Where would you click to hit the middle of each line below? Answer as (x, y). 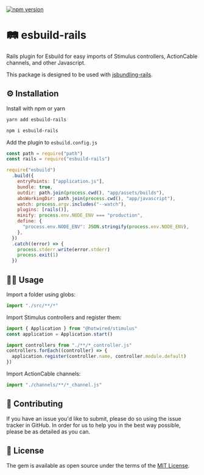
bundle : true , (35, 187)
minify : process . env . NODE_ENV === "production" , (80, 216)
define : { (30, 221)
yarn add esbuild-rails (37, 120)
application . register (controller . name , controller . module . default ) (99, 357)
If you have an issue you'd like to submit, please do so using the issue (94, 418)
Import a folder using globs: (41, 294)
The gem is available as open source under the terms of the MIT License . (98, 465)
